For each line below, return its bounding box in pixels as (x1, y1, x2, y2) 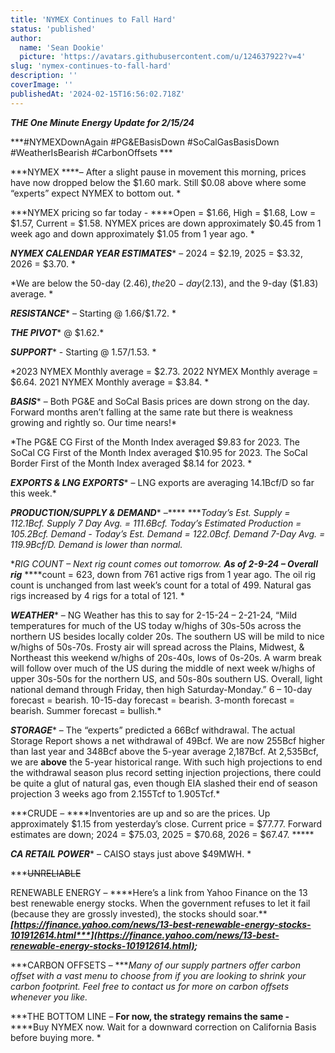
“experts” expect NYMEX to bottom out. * (10, 187, 182, 199)
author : (10, 33, 43, 43)
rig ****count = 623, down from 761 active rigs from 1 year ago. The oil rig (10, 568, 317, 580)
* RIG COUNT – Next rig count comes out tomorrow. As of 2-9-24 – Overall (10, 557, 318, 570)
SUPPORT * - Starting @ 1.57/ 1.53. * (10, 346, 157, 358)
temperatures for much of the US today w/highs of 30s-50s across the (10, 619, 302, 631)
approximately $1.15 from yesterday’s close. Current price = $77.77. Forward (10, 817, 323, 830)
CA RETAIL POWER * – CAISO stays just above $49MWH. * (10, 847, 252, 860)
